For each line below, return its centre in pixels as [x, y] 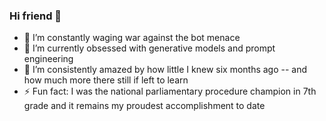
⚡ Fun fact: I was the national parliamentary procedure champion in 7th [170, 91]
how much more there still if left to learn [106, 80]
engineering [48, 59]
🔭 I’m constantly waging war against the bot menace [132, 38]
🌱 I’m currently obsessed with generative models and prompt [149, 48]
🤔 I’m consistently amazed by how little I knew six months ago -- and [165, 70]
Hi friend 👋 [35, 16]
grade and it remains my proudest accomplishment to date [144, 106]
